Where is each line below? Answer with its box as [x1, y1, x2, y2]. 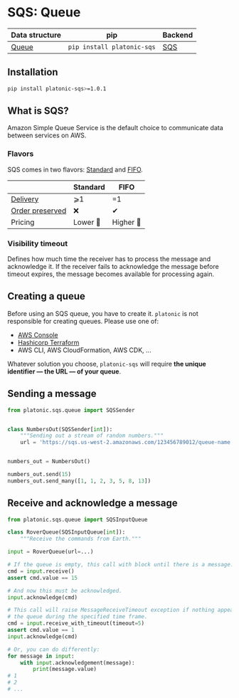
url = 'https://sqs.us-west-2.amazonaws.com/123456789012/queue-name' [20, 439, 234, 446]
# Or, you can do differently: [7, 645, 100, 653]
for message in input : [7, 652, 75, 660]
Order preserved [11, 206, 67, 216]
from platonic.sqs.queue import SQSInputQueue [7, 516, 148, 523]
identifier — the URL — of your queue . [7, 367, 122, 376]
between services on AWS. [7, 131, 87, 139]
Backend [162, 30, 193, 40]
